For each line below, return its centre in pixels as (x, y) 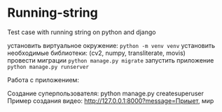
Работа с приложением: (43, 80)
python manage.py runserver (48, 67)
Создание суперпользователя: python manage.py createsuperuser (106, 93)
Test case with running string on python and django (82, 32)
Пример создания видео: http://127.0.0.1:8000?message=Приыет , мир (111, 101)
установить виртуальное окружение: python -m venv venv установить (111, 45)
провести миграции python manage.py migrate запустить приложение (111, 60)
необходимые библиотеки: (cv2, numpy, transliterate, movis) (96, 53)
